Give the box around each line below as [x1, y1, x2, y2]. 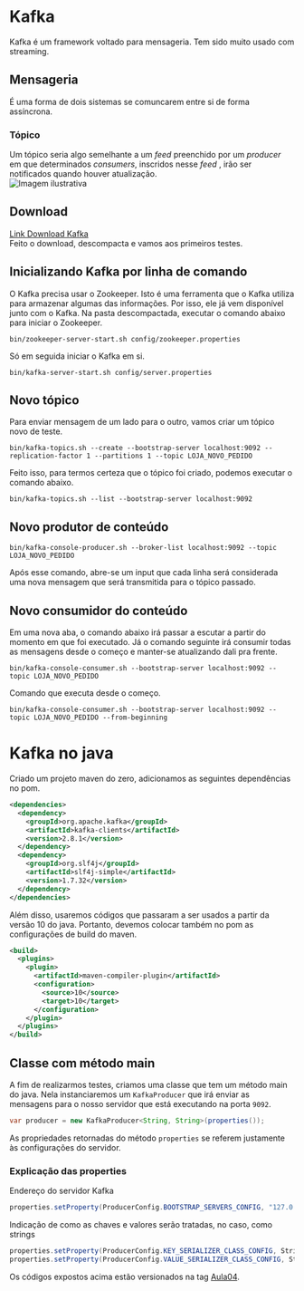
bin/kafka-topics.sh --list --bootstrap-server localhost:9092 [9, 495, 253, 504]
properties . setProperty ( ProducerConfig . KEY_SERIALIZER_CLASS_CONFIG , [9, 1247, 278, 1256]
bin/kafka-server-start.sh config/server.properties [9, 368, 213, 377]
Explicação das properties [9, 1164, 127, 1177]
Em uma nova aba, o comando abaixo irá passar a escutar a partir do [9, 627, 267, 638]
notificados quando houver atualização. [9, 169, 157, 179]
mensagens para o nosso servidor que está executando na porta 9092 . [9, 1098, 271, 1109]
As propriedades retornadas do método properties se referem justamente [9, 1132, 285, 1143]
